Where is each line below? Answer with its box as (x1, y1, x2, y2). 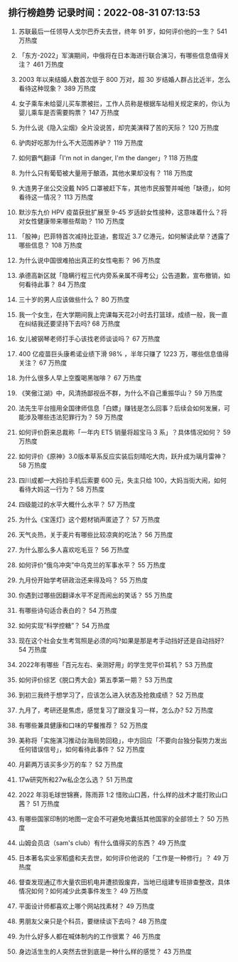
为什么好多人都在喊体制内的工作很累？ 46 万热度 (18, 932, 161, 941)
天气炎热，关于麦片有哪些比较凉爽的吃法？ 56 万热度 (18, 530, 173, 539)
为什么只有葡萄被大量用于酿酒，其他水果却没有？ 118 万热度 (18, 168, 193, 177)
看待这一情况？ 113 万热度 (18, 192, 94, 201)
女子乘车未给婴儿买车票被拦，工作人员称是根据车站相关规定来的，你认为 (18, 99, 230, 108)
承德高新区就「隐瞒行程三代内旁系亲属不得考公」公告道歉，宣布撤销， (18, 271, 225, 279)
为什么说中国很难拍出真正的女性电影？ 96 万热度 (18, 256, 161, 264)
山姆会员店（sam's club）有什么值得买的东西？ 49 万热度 (18, 838, 187, 847)
